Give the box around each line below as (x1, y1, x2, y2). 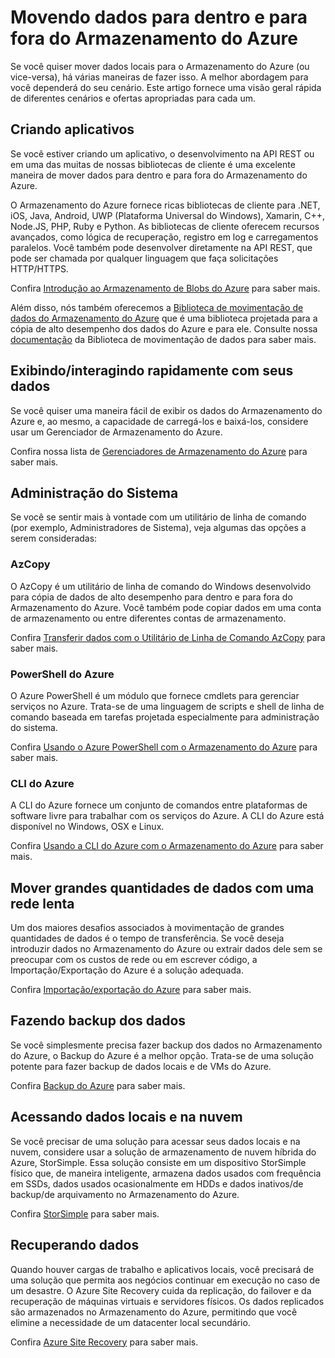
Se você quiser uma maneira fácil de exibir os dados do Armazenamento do (10, 404, 323, 416)
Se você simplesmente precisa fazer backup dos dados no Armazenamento (10, 1039, 323, 1051)
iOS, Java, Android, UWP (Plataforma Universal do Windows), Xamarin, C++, (10, 209, 326, 221)
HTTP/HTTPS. (10, 262, 69, 275)
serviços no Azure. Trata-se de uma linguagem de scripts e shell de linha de (10, 700, 325, 712)
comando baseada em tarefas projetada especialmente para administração (10, 711, 320, 723)
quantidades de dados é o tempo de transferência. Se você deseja (10, 932, 285, 945)
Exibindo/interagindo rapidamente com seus (10, 362, 294, 380)
